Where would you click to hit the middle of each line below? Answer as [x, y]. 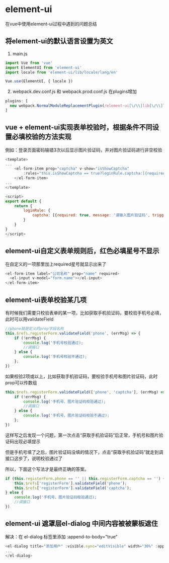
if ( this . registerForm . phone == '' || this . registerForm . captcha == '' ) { [85, 478]
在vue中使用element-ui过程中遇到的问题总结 [51, 24]
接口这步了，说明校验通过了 [34, 458]
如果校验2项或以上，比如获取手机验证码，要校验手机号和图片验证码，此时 [81, 376]
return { [23, 206]
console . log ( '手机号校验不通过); [55, 357]
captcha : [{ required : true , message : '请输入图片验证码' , [91, 215]
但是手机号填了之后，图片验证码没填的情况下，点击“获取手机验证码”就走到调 [84, 452]
